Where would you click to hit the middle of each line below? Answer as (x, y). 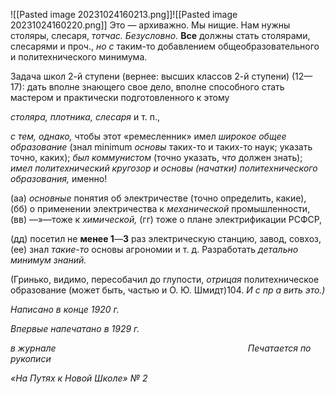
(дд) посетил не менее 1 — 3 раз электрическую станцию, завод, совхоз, (166, 238)
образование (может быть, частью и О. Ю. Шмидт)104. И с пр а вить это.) (168, 290)
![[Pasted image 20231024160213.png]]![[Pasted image (124, 14)
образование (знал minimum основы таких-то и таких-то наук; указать (161, 147)
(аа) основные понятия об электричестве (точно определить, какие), (158, 198)
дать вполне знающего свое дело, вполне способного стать (155, 87)
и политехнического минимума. (79, 57)
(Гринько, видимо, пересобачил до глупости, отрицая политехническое (165, 279)
